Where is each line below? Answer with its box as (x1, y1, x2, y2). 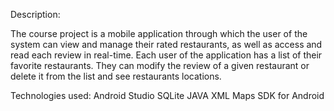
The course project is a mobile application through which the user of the (10, 28, 308, 39)
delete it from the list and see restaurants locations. (10, 70, 222, 82)
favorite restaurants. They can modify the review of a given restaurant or (10, 60, 310, 71)
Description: (10, 9, 61, 20)
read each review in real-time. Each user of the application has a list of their (10, 49, 323, 61)
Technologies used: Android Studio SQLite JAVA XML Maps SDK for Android (10, 90, 325, 101)
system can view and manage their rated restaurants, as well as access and (10, 39, 323, 50)
